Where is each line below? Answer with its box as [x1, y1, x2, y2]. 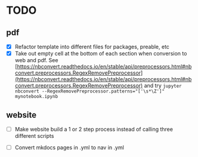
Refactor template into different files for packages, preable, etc [14, 43, 170, 50]
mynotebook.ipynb [14, 94, 58, 100]
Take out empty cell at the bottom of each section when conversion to [14, 50, 187, 57]
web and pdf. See [14, 57, 58, 64]
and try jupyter [144, 82, 182, 90]
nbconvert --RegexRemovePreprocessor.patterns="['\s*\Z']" [14, 88, 165, 94]
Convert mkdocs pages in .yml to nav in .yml [14, 144, 124, 151]
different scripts [14, 133, 54, 139]
